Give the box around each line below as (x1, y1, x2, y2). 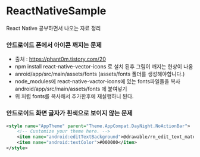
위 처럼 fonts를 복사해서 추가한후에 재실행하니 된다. (14, 93, 134, 100)
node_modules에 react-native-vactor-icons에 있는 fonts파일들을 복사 (14, 78, 180, 85)
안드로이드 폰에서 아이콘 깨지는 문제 (6, 40, 102, 49)
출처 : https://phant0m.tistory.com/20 (14, 55, 106, 63)
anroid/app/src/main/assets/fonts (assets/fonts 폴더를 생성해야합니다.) (14, 70, 185, 78)
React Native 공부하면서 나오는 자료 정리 (6, 24, 101, 32)
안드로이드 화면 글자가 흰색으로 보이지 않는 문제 (6, 109, 133, 117)
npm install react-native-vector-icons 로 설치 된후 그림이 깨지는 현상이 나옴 (14, 63, 193, 70)
